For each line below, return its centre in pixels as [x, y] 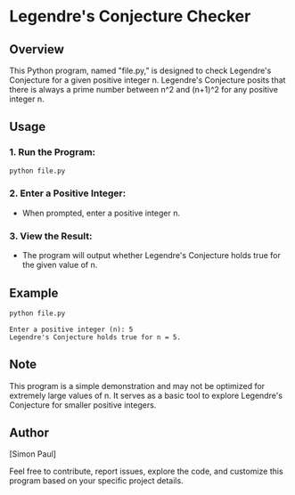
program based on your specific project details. [97, 481]
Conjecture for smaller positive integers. [83, 405]
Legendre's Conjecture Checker [130, 16]
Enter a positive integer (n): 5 [71, 329]
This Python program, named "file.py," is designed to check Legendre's [140, 70]
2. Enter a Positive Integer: [68, 193]
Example [34, 292]
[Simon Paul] [33, 454]
